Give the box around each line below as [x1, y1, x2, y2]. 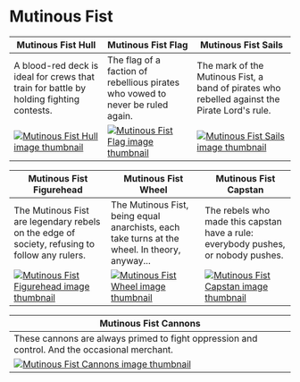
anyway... [111, 254, 151, 267]
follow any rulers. [13, 249, 87, 261]
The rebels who [204, 204, 271, 216]
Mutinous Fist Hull [16, 38, 96, 51]
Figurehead [32, 183, 83, 196]
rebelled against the [196, 92, 280, 105]
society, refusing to [13, 237, 96, 250]
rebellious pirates [106, 76, 180, 89]
